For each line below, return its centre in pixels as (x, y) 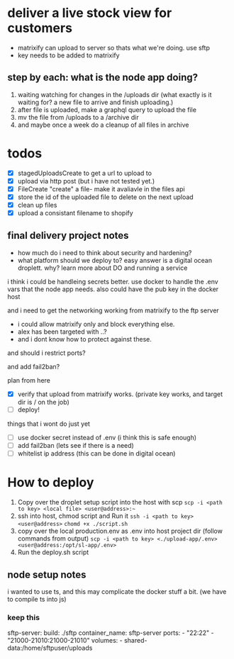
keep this (24, 617)
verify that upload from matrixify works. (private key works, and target (120, 394)
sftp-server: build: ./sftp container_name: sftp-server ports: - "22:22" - (111, 633)
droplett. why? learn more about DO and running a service (102, 268)
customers (40, 28)
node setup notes (47, 574)
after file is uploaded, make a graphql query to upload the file (107, 109)
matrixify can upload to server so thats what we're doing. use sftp (114, 47)
